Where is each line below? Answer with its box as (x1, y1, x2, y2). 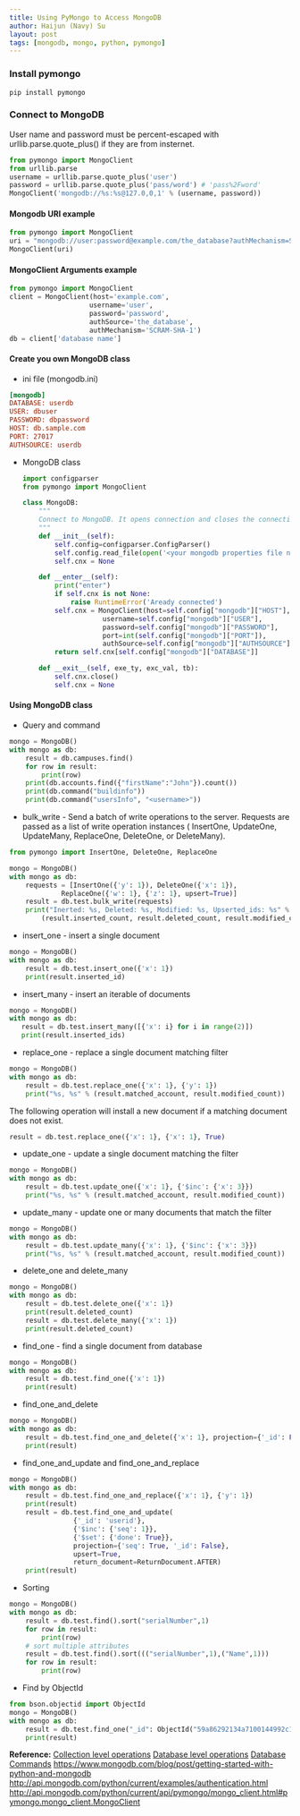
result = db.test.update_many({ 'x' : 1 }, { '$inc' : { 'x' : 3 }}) (25, 1241, 257, 1249)
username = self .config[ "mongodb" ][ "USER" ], (102, 614, 263, 623)
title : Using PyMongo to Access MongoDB (9, 13, 162, 22)
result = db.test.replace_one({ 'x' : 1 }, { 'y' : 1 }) (25, 1080, 218, 1090)
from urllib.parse (9, 164, 78, 173)
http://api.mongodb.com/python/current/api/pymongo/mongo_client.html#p (9, 1787, 288, 1798)
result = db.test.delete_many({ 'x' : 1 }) (25, 1316, 178, 1325)
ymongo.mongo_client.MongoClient (9, 1796, 141, 1808)
